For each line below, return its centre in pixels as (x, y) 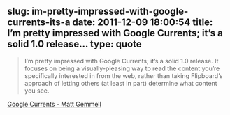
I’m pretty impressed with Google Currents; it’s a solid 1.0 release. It (121, 61)
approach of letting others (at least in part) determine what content (121, 83)
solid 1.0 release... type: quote (74, 44)
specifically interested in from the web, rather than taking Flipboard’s (123, 75)
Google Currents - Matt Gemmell (54, 104)
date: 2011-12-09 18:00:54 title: (143, 23)
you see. (37, 91)
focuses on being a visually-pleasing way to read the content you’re (122, 68)
